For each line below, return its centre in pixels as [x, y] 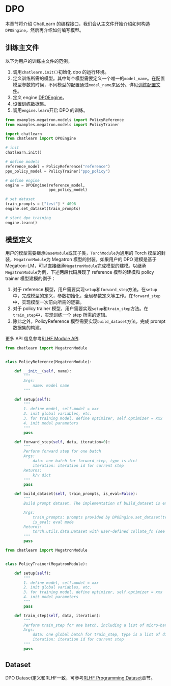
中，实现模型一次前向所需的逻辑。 [48, 302]
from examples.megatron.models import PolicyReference [65, 120]
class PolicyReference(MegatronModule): [49, 362]
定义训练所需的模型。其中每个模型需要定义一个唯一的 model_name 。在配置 [89, 78]
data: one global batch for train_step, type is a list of [96, 635]
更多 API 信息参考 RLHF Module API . [42, 339]
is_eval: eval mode [53, 522]
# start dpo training [28, 218]
